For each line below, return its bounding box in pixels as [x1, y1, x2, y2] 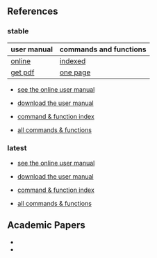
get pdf [10, 67, 35, 77]
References [7, 6, 58, 17]
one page [59, 67, 91, 77]
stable [7, 26, 29, 36]
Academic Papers [7, 219, 85, 232]
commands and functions [59, 45, 147, 54]
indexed [59, 56, 86, 65]
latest [7, 143, 27, 152]
